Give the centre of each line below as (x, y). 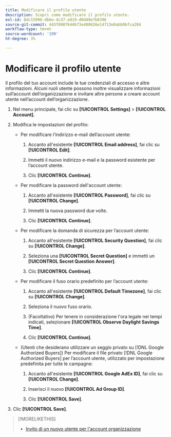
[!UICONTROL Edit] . (49, 150)
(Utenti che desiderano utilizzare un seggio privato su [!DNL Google (92, 347)
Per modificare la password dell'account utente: (71, 185)
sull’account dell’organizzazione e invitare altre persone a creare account (83, 93)
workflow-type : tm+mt (28, 29)
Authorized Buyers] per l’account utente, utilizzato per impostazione (92, 358)
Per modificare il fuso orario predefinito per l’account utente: (84, 281)
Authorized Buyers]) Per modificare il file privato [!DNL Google (86, 353)
